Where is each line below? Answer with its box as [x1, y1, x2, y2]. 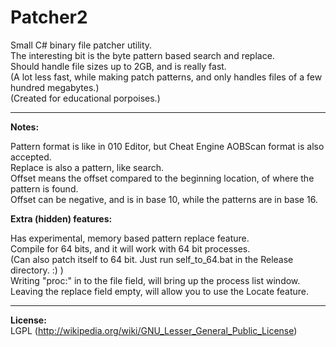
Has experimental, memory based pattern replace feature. [10, 232, 250, 244]
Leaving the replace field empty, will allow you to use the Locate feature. [10, 285, 310, 297]
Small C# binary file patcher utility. [10, 39, 153, 51]
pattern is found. [10, 182, 79, 195]
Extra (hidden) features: [10, 212, 113, 225]
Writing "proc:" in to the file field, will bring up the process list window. [10, 274, 301, 286]
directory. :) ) [10, 264, 64, 276]
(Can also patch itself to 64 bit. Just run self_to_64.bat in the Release [10, 253, 294, 265]
